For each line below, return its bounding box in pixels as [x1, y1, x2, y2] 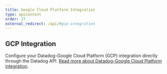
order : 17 [5, 16, 26, 21]
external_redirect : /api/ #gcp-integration [5, 21, 95, 26]
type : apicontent [5, 12, 42, 17]
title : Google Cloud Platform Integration [5, 7, 95, 12]
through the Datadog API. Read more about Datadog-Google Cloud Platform [5, 58, 162, 64]
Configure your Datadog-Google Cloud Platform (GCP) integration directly [5, 53, 158, 59]
